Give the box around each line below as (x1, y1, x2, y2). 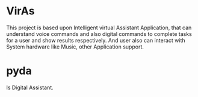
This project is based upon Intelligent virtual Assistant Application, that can (6, 24, 192, 31)
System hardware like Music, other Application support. (6, 43, 144, 50)
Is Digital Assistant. (6, 84, 54, 91)
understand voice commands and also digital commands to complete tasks (6, 30, 193, 37)
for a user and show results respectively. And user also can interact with (6, 37, 185, 44)
